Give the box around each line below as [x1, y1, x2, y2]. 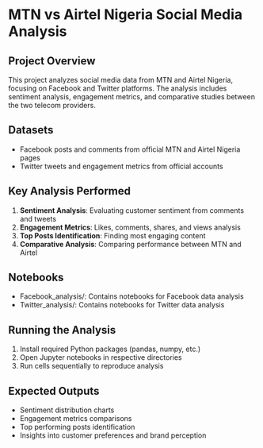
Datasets [8, 123, 54, 137]
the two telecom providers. [8, 101, 97, 110]
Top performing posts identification [19, 423, 135, 432]
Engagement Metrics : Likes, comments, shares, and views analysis [19, 222, 242, 232]
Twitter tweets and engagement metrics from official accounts [19, 161, 223, 171]
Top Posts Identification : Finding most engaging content [19, 230, 206, 240]
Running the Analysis [8, 323, 116, 337]
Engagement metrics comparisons [19, 414, 132, 423]
